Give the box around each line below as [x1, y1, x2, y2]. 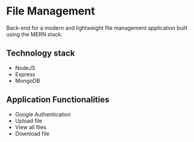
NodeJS [14, 64, 36, 71]
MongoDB [14, 77, 40, 84]
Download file [14, 130, 50, 137]
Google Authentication [14, 111, 71, 118]
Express [14, 71, 36, 78]
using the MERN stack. [6, 30, 63, 37]
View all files [14, 123, 47, 131]
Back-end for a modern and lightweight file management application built [6, 24, 188, 31]
